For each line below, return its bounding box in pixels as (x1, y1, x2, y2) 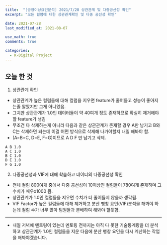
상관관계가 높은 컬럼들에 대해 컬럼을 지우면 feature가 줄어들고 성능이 (12, 97, 146, 103)
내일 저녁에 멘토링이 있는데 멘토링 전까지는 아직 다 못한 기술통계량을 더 (12, 222, 149, 228)
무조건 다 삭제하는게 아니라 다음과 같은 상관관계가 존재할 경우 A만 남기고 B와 (12, 122, 161, 128)
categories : (5, 48, 30, 53)
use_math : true (5, 34, 37, 40)
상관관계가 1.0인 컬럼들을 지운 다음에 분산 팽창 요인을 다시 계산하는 (21, 228, 151, 234)
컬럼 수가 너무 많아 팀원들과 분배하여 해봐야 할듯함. (21, 207, 120, 213)
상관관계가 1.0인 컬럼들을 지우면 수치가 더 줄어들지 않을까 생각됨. (12, 194, 138, 200)
